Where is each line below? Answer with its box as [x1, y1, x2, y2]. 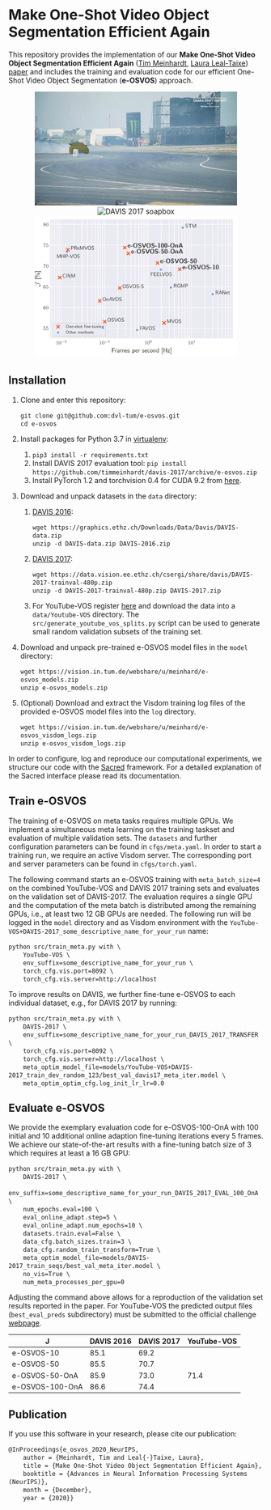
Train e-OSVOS [8, 795, 87, 808]
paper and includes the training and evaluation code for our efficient [8, 66, 236, 76]
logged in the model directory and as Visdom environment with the [8, 917, 228, 927]
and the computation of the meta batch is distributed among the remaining [8, 900, 256, 910]
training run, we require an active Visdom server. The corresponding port [8, 850, 252, 859]
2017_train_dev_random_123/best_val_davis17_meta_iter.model [8, 1071, 219, 1079]
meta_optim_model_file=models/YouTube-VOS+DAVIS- [23, 1063, 194, 1071]
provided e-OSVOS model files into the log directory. [19, 706, 197, 716]
